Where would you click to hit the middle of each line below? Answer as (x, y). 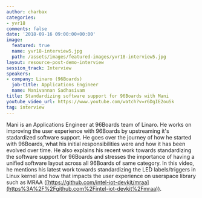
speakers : (19, 74)
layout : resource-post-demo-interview (55, 62)
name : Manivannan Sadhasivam (48, 91)
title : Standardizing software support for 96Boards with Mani (88, 96)
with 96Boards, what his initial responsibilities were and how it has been (96, 144)
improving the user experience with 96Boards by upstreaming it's (88, 131)
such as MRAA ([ (27, 182)
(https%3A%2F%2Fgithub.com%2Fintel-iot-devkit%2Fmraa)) (83, 188)
